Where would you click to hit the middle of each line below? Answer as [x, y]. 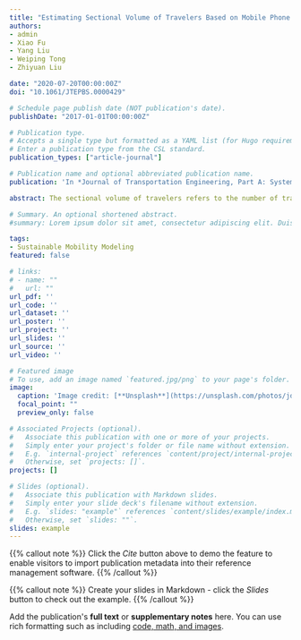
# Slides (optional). [50, 487]
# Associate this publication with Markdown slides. [114, 495]
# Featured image [42, 371]
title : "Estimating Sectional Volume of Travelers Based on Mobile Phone [150, 17]
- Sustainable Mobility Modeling [72, 247]
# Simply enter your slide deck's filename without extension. [133, 503]
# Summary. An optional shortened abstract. [94, 214]
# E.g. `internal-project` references [86, 454]
